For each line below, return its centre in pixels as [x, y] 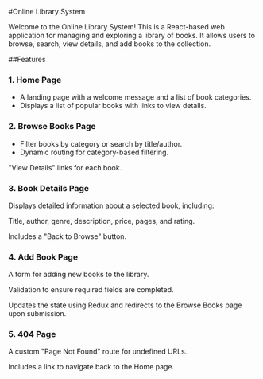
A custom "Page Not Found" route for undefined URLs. [98, 352]
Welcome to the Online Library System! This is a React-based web [116, 27]
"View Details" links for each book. [65, 167]
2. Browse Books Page [52, 127]
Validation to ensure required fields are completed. [91, 290]
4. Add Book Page [43, 256]
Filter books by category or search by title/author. [101, 143]
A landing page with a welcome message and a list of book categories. [135, 97]
